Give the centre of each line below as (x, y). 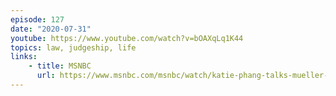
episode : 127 (37, 19)
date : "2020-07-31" (51, 29)
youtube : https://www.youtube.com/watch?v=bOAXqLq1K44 (127, 38)
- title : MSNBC (60, 66)
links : (24, 57)
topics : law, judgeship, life (73, 47)
